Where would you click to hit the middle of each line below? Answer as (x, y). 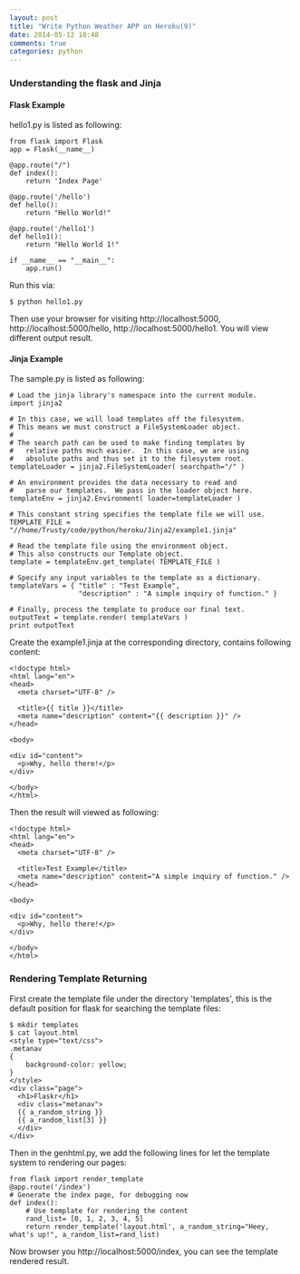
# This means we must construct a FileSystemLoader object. (126, 427)
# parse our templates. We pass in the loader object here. (131, 491)
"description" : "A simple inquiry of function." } (178, 594)
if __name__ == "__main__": (63, 261)
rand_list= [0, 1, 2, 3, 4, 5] (85, 1219)
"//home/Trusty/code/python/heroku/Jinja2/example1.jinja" (123, 530)
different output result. (51, 338)
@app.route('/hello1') (52, 229)
